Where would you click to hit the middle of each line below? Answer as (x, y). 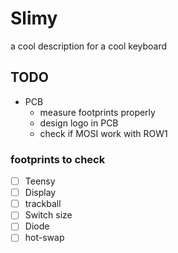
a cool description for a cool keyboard (89, 46)
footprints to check (58, 159)
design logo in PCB (79, 123)
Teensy (40, 181)
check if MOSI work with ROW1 (103, 133)
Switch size (48, 215)
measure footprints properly (97, 112)
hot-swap (44, 238)
